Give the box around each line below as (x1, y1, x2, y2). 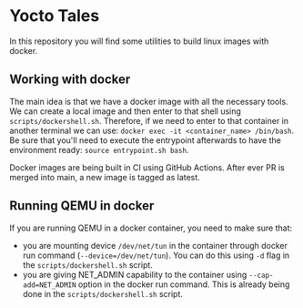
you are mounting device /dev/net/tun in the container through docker (22, 240, 288, 251)
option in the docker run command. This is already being (77, 279, 290, 290)
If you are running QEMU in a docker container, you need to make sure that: (9, 222, 293, 233)
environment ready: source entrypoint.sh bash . (9, 144, 189, 155)
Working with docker (9, 72, 131, 87)
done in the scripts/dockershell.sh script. (22, 288, 184, 299)
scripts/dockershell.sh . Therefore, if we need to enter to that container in (9, 115, 289, 126)
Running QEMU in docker (9, 198, 155, 214)
